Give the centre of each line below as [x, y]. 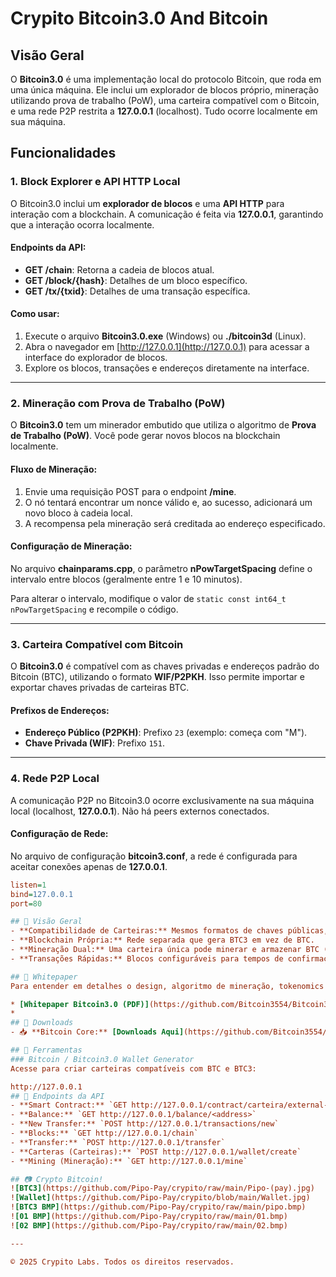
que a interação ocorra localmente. [82, 224]
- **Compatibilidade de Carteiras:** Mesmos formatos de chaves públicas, [169, 931]
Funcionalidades [63, 153]
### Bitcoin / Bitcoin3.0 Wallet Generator [102, 1059]
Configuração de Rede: [59, 834]
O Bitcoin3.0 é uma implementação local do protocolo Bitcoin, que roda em [166, 79]
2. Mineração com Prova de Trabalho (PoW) [118, 404]
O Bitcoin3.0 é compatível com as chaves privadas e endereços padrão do [165, 666]
